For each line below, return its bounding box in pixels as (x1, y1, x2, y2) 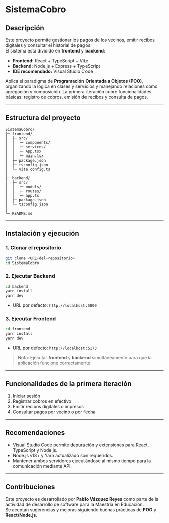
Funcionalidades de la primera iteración (5, 380, 132, 388)
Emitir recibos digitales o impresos (12, 403, 84, 409)
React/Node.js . (5, 512, 38, 518)
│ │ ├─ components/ (5, 140, 51, 145)
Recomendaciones (5, 428, 65, 437)
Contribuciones (5, 483, 55, 491)
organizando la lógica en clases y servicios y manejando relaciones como (5, 83, 158, 89)
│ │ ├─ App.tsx (5, 149, 42, 154)
